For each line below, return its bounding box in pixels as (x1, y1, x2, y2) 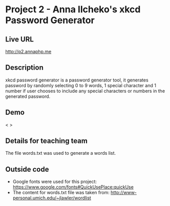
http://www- (111, 190, 137, 196)
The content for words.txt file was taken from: (12, 190, 110, 196)
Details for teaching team (5, 137, 88, 146)
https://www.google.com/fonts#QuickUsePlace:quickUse (12, 184, 134, 190)
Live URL (5, 35, 34, 44)
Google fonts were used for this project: (12, 178, 97, 185)
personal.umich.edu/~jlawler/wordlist (12, 195, 91, 201)
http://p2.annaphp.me (5, 49, 52, 54)
